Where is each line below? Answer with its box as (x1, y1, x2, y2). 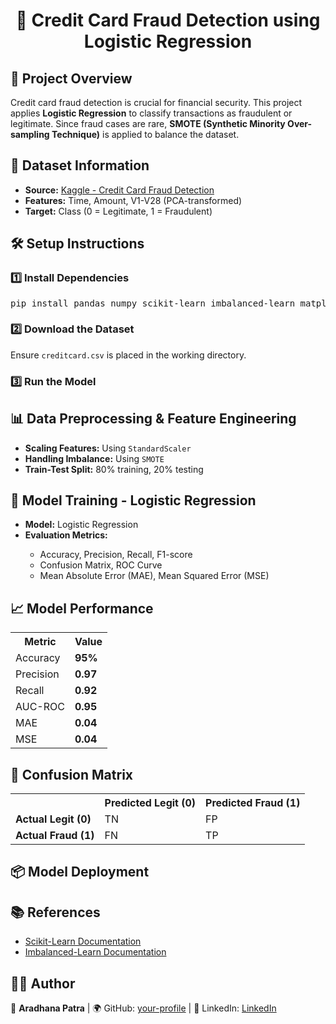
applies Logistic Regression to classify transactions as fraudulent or (10, 107, 293, 119)
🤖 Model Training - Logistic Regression (10, 492, 257, 509)
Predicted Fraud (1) (205, 795, 301, 809)
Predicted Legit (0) (104, 795, 197, 809)
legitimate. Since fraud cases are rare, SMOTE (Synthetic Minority (10, 118, 286, 129)
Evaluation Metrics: (24, 529, 108, 541)
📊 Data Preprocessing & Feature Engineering (10, 410, 297, 428)
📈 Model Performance (10, 600, 154, 617)
